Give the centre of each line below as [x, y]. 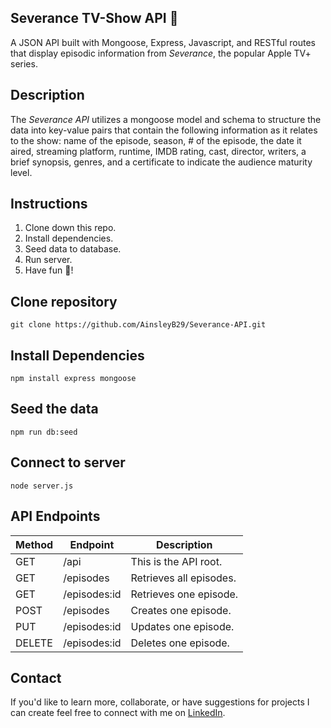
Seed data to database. [73, 249]
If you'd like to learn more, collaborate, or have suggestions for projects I [160, 702]
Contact [36, 677]
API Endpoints [55, 516]
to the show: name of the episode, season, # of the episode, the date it [156, 140]
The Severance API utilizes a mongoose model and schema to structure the [166, 119]
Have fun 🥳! [49, 270]
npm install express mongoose [73, 379]
